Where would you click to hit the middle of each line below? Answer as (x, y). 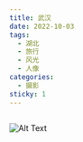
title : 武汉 (30, 18)
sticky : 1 (28, 94)
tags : (19, 35)
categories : (32, 77)
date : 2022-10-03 (42, 26)
